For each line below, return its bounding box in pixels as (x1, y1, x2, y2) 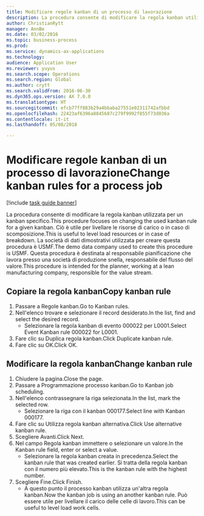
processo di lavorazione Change (6, 166, 170, 180)
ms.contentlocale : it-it (6, 116, 69, 122)
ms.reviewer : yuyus (6, 65, 56, 72)
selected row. (15, 401, 49, 408)
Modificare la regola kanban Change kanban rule (6, 359, 193, 369)
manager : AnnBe (6, 25, 45, 32)
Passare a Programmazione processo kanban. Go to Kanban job (15, 381, 174, 389)
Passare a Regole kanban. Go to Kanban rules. (15, 302, 130, 310)
